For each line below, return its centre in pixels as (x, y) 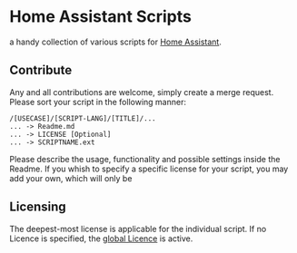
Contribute (41, 70)
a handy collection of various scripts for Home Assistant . (116, 42)
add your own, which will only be (71, 178)
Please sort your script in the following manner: (98, 102)
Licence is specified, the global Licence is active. (101, 238)
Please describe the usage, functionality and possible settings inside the (145, 159)
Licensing (38, 207)
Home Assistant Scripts (101, 17)
